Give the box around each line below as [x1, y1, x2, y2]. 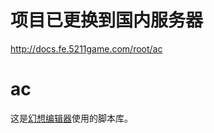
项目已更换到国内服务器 [10, 9, 204, 32]
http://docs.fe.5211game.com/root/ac [10, 42, 163, 55]
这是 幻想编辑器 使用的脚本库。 [10, 112, 133, 124]
